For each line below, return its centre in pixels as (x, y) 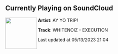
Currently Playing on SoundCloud (59, 8)
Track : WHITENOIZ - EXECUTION (73, 30)
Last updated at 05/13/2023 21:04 (73, 39)
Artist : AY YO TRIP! (58, 20)
